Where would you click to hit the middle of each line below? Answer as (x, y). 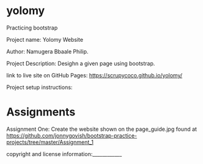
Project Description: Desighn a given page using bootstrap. (81, 63)
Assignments (41, 112)
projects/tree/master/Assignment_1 (50, 142)
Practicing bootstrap (32, 28)
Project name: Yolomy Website (45, 39)
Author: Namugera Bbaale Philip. (47, 51)
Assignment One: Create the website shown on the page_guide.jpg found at (102, 129)
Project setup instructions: (39, 87)
